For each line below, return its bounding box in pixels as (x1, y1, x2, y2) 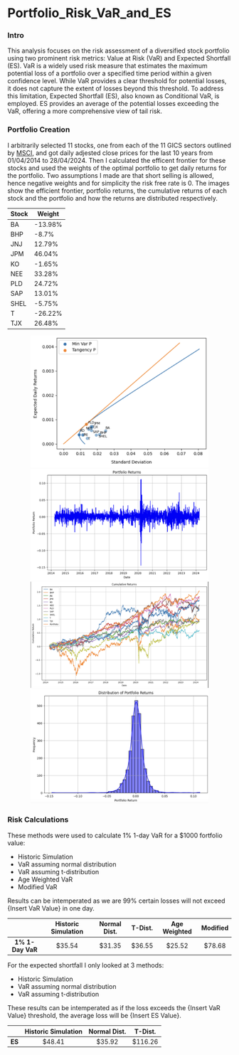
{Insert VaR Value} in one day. (7, 903, 95, 912)
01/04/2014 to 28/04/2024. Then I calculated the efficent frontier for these (7, 156, 226, 164)
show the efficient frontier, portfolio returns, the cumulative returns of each (7, 186, 228, 195)
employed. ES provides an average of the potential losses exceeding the (7, 100, 219, 108)
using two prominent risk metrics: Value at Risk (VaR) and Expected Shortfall (7, 54, 231, 63)
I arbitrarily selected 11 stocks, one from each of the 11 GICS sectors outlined (7, 141, 231, 149)
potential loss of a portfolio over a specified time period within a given (7, 69, 212, 78)
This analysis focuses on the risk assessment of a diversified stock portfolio (7, 46, 230, 55)
